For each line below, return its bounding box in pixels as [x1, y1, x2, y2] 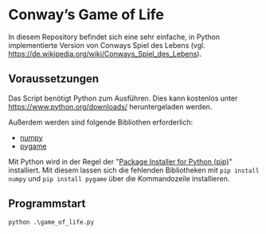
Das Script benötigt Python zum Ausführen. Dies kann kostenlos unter [8, 93, 238, 103]
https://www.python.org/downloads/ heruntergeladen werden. [8, 101, 213, 111]
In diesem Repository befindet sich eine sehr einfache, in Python [8, 32, 221, 42]
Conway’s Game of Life [8, 6, 165, 24]
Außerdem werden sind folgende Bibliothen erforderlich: [8, 117, 194, 127]
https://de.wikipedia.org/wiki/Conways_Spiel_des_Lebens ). [8, 49, 201, 58]
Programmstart [8, 197, 86, 211]
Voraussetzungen [8, 72, 100, 85]
